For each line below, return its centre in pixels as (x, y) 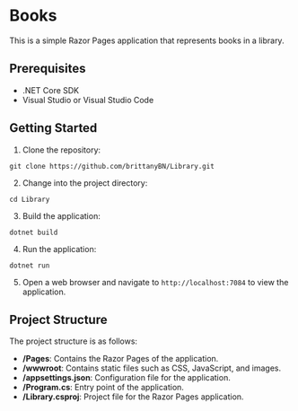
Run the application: (59, 249)
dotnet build (34, 232)
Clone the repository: (61, 150)
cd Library (30, 199)
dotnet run (30, 266)
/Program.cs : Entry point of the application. (103, 388)
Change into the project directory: (85, 183)
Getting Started (53, 128)
